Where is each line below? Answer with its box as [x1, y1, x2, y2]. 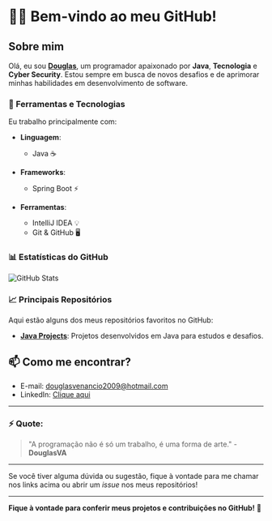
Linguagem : [19, 133, 62, 143]
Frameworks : [19, 168, 66, 177]
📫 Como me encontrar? [8, 356, 132, 369]
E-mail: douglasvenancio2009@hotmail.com [19, 381, 168, 391]
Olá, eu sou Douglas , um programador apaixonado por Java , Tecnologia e [8, 61, 257, 70]
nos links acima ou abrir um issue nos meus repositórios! [8, 480, 198, 489]
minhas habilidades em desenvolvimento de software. [8, 79, 189, 88]
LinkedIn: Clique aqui [19, 389, 91, 399]
